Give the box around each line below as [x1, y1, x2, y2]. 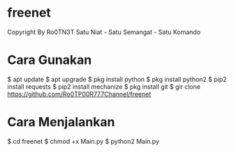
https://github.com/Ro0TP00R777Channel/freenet [7, 90, 152, 98]
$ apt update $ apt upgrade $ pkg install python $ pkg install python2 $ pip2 [7, 75, 227, 83]
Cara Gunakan [7, 52, 92, 68]
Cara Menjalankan [7, 115, 115, 130]
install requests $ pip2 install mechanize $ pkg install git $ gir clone [7, 82, 201, 91]
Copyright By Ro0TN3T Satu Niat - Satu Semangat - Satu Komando [7, 28, 201, 36]
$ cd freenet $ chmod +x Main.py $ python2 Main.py [7, 137, 159, 145]
